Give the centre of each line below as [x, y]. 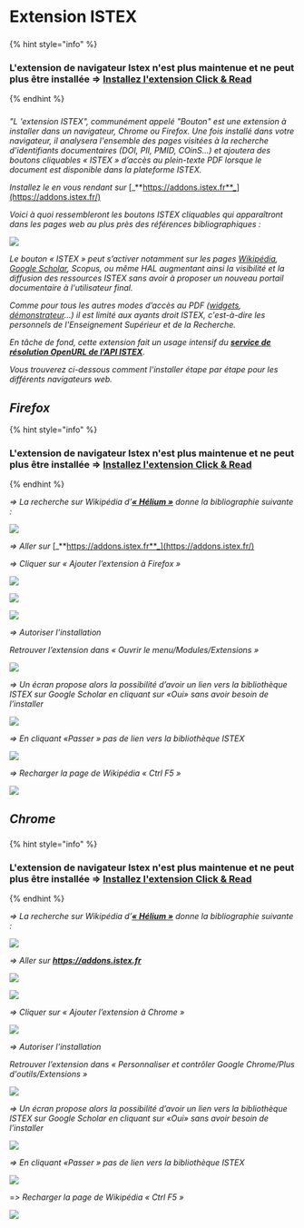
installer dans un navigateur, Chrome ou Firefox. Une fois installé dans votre [152, 131]
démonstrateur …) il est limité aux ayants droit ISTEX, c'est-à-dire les [137, 315]
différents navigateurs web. [61, 380]
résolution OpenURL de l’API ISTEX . [77, 352]
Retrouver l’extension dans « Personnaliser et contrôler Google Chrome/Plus [152, 1065]
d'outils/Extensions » [49, 1074]
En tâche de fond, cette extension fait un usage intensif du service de [140, 342]
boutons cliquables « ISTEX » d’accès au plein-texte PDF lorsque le [136, 160]
